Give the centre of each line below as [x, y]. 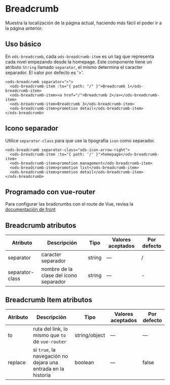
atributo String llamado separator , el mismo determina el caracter [74, 67]
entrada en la [48, 369]
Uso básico [23, 44]
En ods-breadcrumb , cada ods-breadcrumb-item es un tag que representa [80, 56]
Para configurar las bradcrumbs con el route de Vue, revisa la [69, 204]
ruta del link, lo [50, 329]
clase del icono [59, 276]
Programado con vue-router [50, 192]
